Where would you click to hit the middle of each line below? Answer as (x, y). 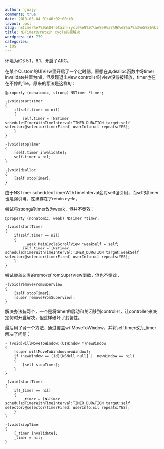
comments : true (21, 14)
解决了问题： (18, 334)
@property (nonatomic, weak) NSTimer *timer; (52, 218)
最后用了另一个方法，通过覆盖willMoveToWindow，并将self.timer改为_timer (81, 328)
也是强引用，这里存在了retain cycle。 (43, 199)
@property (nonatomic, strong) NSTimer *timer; (55, 93)
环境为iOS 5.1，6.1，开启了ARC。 (38, 61)
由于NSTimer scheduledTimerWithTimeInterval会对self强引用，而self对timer (82, 192)
